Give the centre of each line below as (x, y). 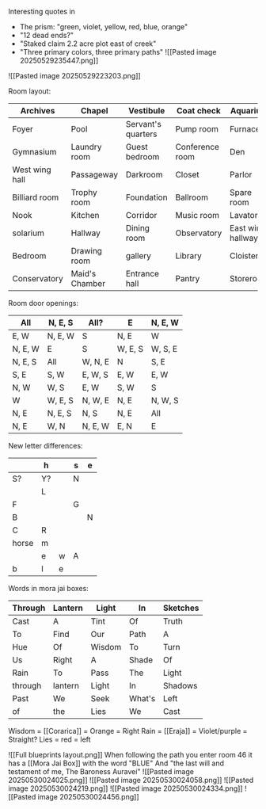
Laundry (86, 147)
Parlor (241, 175)
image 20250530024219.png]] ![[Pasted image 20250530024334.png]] (125, 788)
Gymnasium (34, 152)
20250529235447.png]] (59, 60)
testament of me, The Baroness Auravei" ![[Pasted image (101, 771)
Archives (38, 111)
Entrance (142, 274)
